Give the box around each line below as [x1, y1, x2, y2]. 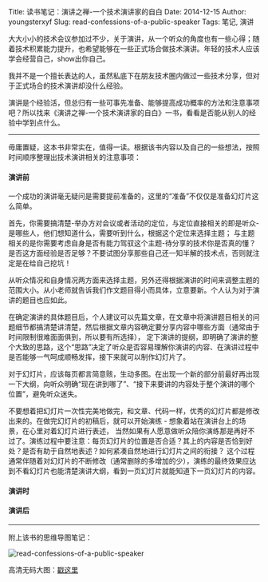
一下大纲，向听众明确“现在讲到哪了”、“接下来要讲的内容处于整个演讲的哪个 [8, 379, 255, 389]
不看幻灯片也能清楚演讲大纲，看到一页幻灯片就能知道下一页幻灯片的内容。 [14, 466, 260, 476]
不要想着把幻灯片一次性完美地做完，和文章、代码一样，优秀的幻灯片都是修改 [8, 406, 260, 416]
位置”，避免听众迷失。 [8, 389, 82, 399]
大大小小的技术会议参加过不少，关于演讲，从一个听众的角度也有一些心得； [8, 34, 253, 43]
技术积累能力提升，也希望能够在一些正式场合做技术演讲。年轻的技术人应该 [14, 44, 260, 54]
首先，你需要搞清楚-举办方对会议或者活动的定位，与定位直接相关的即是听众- [8, 218, 259, 228]
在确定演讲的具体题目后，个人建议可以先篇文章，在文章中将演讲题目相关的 [8, 313, 253, 322]
